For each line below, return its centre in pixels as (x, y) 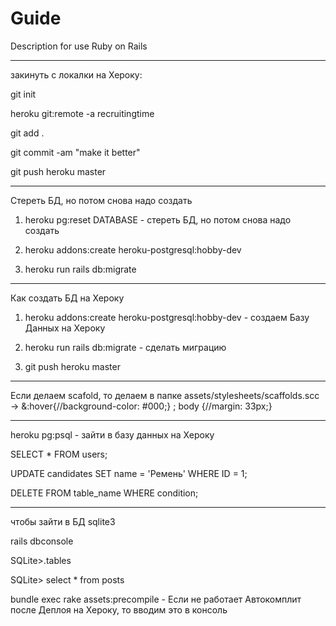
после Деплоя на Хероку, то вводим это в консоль (119, 609)
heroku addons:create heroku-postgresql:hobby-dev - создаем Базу (167, 317)
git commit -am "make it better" (75, 152)
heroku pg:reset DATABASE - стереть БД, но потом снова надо (158, 219)
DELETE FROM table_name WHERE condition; (104, 493)
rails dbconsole (42, 541)
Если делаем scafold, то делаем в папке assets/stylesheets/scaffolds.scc (165, 395)
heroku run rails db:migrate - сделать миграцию (125, 347)
